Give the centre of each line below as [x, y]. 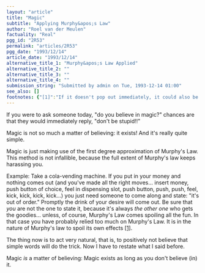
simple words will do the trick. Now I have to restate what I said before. [96, 246]
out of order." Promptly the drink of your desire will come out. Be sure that [99, 202]
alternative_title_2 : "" [38, 69]
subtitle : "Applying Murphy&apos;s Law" [59, 23]
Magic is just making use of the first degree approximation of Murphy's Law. [102, 151]
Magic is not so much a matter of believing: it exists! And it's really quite [97, 133]
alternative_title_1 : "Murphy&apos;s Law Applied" [72, 63]
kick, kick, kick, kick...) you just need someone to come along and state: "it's [103, 195]
